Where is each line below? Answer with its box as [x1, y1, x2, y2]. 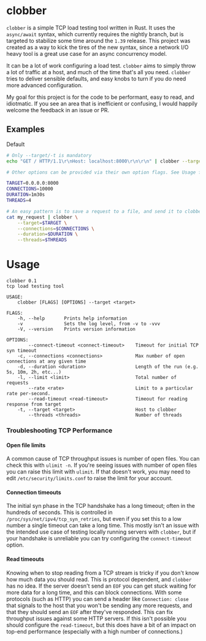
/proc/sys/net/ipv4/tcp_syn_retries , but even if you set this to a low [6, 515, 182, 523]
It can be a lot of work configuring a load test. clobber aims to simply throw [6, 62, 196, 69]
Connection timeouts [6, 488, 61, 496]
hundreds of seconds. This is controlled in [6, 509, 113, 516]
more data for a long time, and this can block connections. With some [6, 588, 182, 596]
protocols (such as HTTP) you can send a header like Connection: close [6, 595, 189, 602]
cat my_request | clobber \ [6, 214, 78, 220]
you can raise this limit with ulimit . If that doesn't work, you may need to [6, 468, 191, 475]
